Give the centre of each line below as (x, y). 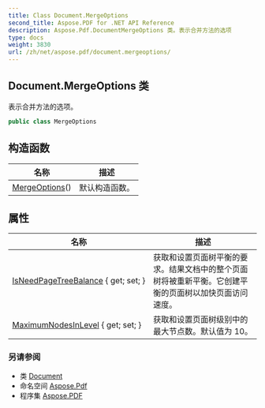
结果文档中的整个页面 (209, 269)
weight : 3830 (30, 45)
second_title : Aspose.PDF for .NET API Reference (91, 23)
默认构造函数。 (106, 188)
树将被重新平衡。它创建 (197, 281)
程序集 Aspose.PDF (51, 395)
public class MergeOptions (52, 122)
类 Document (41, 376)
